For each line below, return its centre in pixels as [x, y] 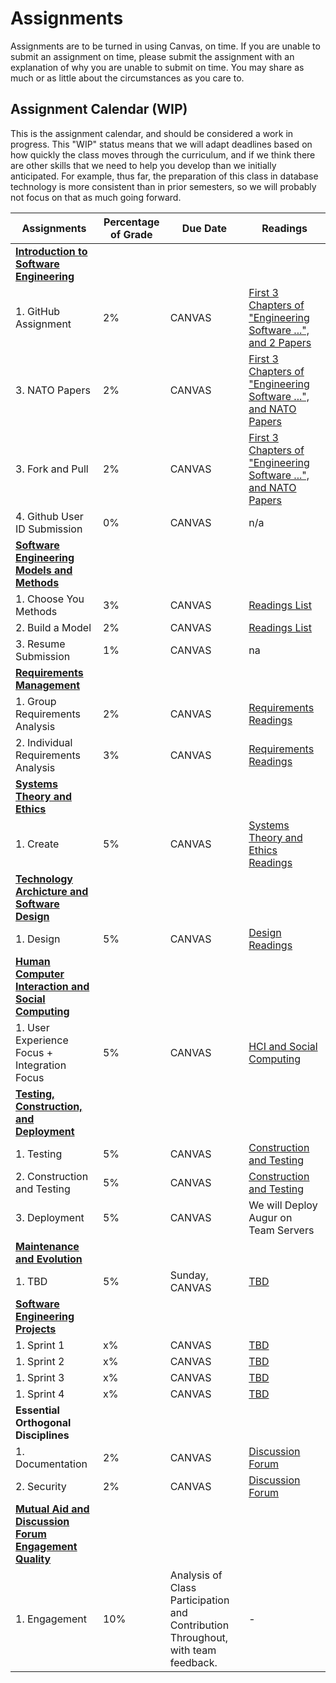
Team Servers [281, 1230]
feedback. [193, 1662]
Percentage [131, 222]
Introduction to [51, 251]
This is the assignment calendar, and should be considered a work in [152, 133]
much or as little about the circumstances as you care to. [127, 78]
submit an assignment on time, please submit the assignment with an [152, 56]
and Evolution [49, 1259]
